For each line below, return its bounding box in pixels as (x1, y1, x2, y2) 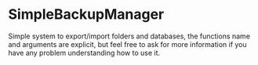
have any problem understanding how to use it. (8, 48, 161, 57)
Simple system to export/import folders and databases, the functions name (8, 31, 251, 41)
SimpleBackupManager (8, 5, 165, 23)
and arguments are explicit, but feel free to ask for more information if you (8, 39, 247, 49)
